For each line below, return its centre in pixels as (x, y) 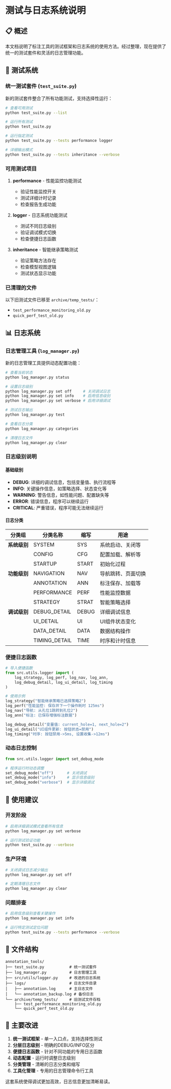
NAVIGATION (49, 573)
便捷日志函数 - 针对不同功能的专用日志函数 (58, 1051)
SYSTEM (44, 544)
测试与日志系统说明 (46, 10)
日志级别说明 (21, 456)
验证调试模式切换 (38, 232)
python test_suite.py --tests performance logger (59, 141)
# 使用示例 (15, 696)
